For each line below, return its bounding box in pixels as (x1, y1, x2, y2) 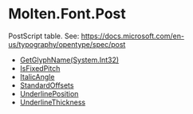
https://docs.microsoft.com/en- (81, 31, 185, 41)
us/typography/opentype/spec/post (8, 39, 126, 49)
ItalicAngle (19, 72, 55, 81)
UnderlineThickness (19, 97, 86, 107)
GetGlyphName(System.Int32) (19, 55, 120, 65)
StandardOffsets (19, 81, 74, 90)
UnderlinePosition (19, 88, 79, 98)
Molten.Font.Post (8, 5, 126, 23)
